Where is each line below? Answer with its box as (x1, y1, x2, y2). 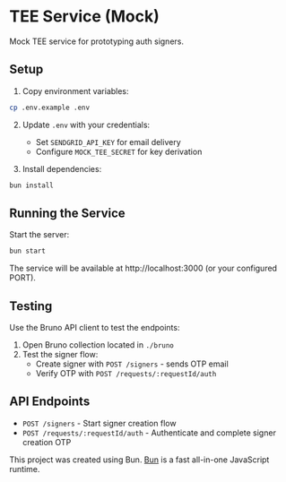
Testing (9, 298, 53, 314)
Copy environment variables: (22, 85, 129, 96)
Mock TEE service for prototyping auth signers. (9, 36, 184, 47)
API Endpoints (9, 394, 91, 409)
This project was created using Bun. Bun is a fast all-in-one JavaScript (9, 454, 270, 465)
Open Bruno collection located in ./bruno (22, 340, 175, 350)
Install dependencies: (22, 163, 102, 174)
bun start (9, 246, 47, 256)
